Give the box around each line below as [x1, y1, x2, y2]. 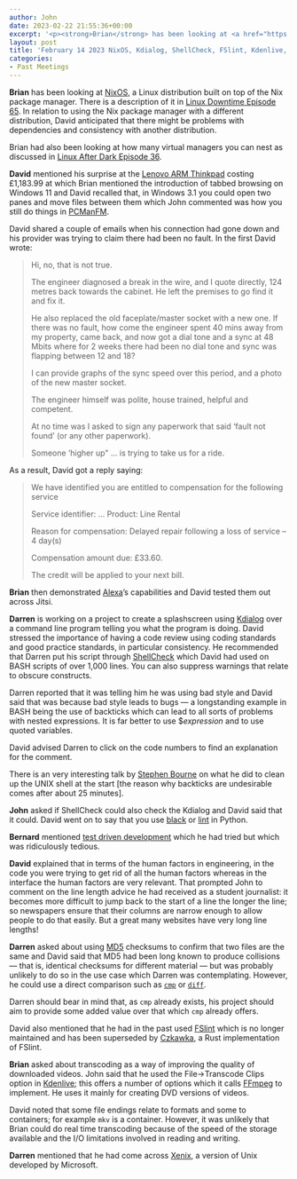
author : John [9, 12, 58, 22]
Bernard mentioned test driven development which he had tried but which [9, 831, 280, 842]
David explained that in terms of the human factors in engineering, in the [9, 858, 275, 868]
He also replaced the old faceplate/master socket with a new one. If [30, 313, 278, 323]
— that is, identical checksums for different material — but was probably [9, 960, 274, 970]
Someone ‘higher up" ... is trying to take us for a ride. [30, 447, 224, 458]
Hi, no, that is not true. [30, 259, 113, 270]
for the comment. [9, 751, 73, 762]
